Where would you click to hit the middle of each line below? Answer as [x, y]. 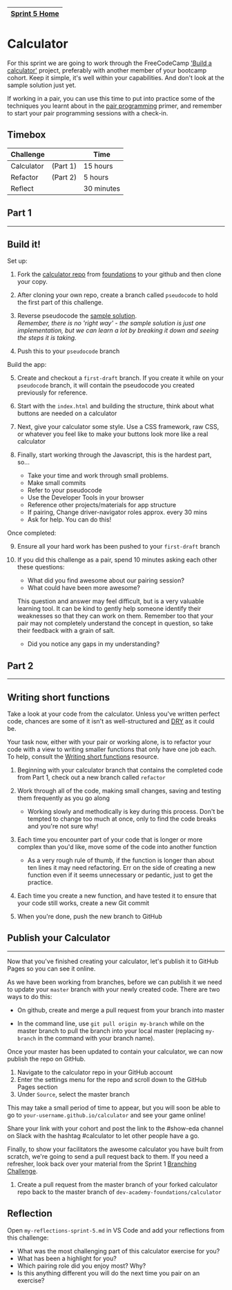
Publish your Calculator [59, 938]
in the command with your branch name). [96, 1038]
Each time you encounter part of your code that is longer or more [110, 840]
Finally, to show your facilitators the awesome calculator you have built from [115, 1149]
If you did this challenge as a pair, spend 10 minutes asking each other [117, 560]
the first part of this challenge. [60, 303]
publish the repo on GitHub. [47, 1059]
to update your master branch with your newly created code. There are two [114, 989]
